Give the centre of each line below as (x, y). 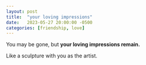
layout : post (22, 11)
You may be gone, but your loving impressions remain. (73, 45)
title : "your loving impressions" (49, 17)
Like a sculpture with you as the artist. (52, 56)
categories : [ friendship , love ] (45, 28)
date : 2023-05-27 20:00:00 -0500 (49, 22)
